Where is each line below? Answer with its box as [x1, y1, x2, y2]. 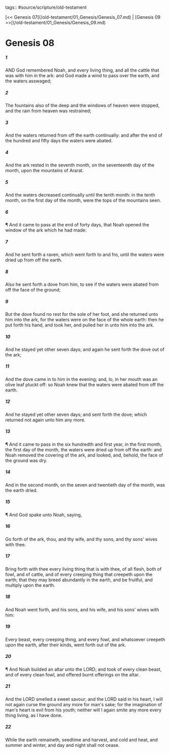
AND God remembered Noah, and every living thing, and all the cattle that [5, 67, 159, 73]
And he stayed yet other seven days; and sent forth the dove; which [5, 411, 147, 417]
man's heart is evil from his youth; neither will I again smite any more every [5, 707, 162, 713]
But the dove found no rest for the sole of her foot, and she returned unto [5, 311, 158, 317]
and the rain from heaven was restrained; [5, 108, 91, 114]
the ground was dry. [5, 457, 48, 464]
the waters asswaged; [5, 78, 52, 84]
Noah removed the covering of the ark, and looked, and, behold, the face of [5, 452, 163, 458]
